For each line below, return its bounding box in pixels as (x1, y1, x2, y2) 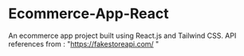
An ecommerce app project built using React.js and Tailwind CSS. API (8, 31, 237, 40)
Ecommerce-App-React (8, 5, 169, 23)
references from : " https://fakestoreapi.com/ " (8, 39, 159, 48)
